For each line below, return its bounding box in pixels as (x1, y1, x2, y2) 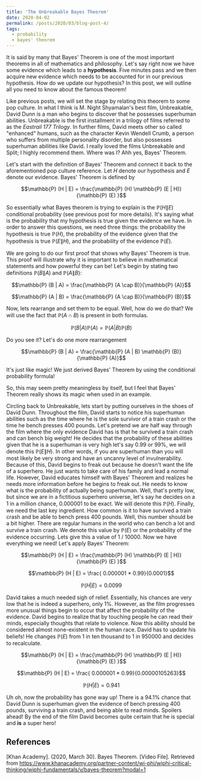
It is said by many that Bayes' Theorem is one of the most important (6, 54, 175, 61)
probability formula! (6, 373, 55, 380)
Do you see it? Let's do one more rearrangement (6, 337, 127, 343)
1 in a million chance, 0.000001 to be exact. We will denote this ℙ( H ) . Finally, (6, 500, 195, 507)
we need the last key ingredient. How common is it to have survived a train (6, 507, 192, 514)
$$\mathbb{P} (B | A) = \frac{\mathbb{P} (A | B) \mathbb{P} (21, 348, 171, 355)
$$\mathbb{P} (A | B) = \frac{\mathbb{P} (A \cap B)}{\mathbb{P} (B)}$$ (11, 293, 191, 300)
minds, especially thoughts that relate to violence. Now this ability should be (6, 620, 195, 626)
